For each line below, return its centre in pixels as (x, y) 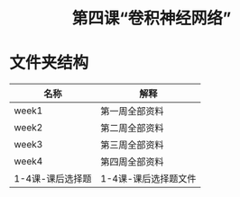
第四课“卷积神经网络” (152, 18)
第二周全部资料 (132, 129)
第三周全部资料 (132, 145)
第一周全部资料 (132, 112)
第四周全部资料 (132, 162)
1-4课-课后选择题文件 (148, 179)
